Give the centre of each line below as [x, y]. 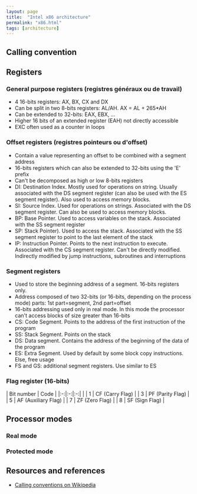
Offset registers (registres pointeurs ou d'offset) [77, 143]
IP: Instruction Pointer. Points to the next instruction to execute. [91, 243]
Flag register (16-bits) [38, 381]
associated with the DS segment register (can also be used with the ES [101, 193]
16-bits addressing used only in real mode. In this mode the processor [99, 309]
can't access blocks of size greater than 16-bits [72, 315]
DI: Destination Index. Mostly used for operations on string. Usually [96, 186]
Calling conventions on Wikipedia [55, 485]
